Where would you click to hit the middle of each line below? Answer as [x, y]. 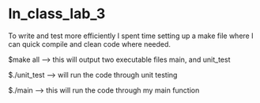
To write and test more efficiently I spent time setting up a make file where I [131, 36]
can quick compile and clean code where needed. [90, 44]
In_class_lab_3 [57, 14]
